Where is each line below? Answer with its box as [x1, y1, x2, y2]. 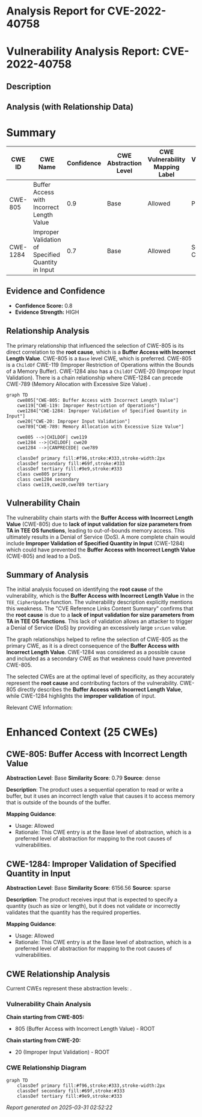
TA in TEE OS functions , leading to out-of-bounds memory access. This [6, 527, 185, 534]
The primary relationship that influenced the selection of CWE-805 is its [6, 342, 185, 349]
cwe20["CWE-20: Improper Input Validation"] [17, 418, 130, 424]
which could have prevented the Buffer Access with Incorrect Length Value [6, 546, 195, 553]
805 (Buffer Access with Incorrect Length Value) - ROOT [14, 1025, 155, 1033]
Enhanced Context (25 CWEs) [6, 725, 158, 739]
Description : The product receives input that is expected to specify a [6, 896, 178, 903]
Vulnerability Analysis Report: [6, 45, 161, 58]
